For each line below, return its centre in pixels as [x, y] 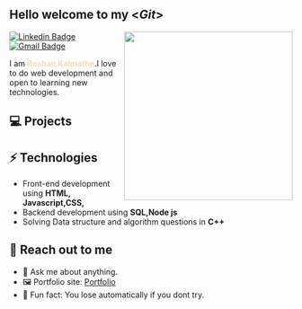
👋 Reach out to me [61, 250]
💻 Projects [40, 122]
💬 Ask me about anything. [70, 271]
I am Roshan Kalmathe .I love [63, 63]
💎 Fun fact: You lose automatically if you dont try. [113, 295]
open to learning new [49, 82]
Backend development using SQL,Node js [100, 212]
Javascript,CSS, [53, 203]
